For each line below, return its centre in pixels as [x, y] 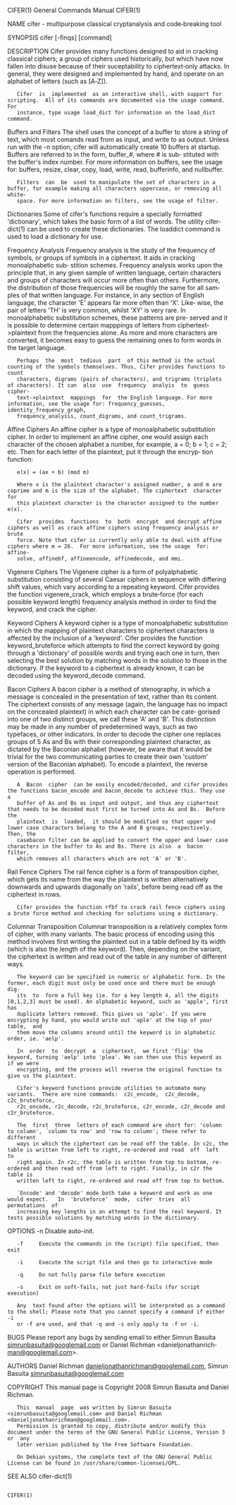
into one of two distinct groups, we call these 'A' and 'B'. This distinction [112, 719]
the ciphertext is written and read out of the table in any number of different [117, 957]
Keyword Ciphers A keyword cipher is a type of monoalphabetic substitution [118, 623]
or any [19, 1439]
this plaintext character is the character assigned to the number [118, 503]
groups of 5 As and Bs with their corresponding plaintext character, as [109, 742]
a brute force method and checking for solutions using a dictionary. [113, 913]
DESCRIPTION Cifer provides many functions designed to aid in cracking [113, 51]
